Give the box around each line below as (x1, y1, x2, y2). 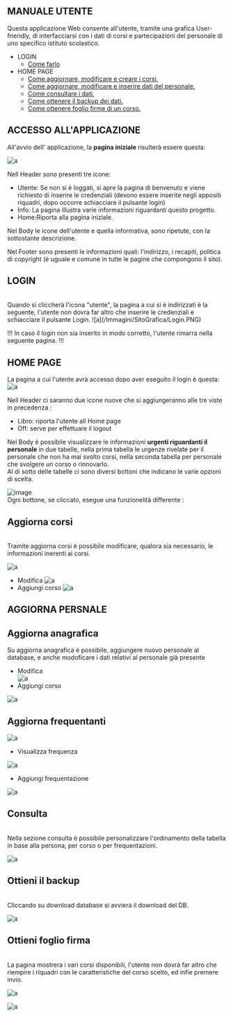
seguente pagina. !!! (7, 336, 65, 345)
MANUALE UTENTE (7, 6, 93, 17)
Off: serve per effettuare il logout (17, 424, 112, 433)
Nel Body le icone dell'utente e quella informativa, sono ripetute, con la (7, 226, 211, 235)
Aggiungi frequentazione (17, 775, 89, 783)
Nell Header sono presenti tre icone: (7, 170, 111, 178)
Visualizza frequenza (17, 747, 78, 756)
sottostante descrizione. (7, 233, 77, 242)
